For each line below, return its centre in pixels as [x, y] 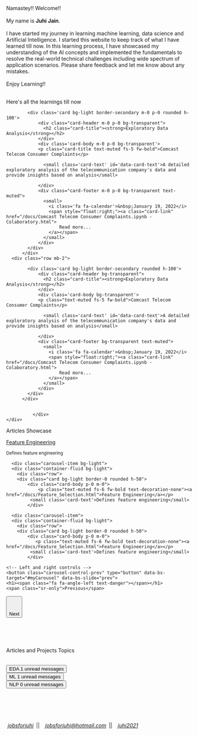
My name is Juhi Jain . [33, 21]
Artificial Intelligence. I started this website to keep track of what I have [93, 40]
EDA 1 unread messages [36, 669]
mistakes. [18, 71]
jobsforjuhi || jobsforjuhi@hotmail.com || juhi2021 [73, 725]
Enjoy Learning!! [26, 84]
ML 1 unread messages [35, 677]
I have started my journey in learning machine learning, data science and [95, 33]
